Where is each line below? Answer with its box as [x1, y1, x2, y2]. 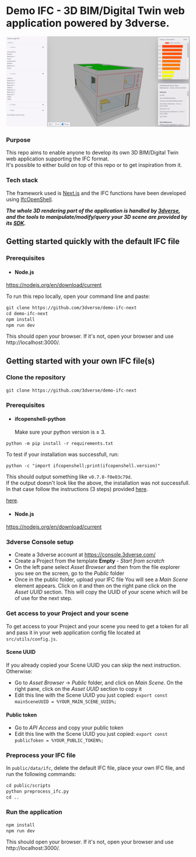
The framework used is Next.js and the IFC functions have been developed [6, 189, 186, 197]
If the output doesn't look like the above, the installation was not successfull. [6, 479, 190, 486]
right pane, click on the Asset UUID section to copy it [14, 685, 142, 692]
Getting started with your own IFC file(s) [6, 356, 155, 366]
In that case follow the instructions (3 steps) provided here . [6, 485, 148, 492]
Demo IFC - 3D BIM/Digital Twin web [6, 4, 185, 18]
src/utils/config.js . [6, 635, 58, 642]
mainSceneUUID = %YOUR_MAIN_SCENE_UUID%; [14, 698, 117, 705]
